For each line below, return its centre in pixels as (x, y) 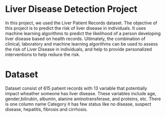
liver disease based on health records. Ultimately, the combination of (75, 39)
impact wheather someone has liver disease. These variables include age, (81, 93)
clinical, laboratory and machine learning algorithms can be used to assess (82, 44)
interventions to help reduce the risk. (43, 54)
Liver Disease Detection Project (71, 9)
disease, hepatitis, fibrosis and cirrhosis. (46, 109)
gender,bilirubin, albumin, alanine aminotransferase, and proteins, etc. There (83, 99)
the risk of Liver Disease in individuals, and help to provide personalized (79, 49)
